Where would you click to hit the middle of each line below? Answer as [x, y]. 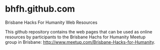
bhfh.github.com [40, 9]
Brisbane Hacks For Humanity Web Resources [51, 22]
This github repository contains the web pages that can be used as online [79, 32]
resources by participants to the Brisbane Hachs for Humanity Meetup [75, 37]
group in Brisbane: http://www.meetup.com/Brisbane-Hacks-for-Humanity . [80, 42]
